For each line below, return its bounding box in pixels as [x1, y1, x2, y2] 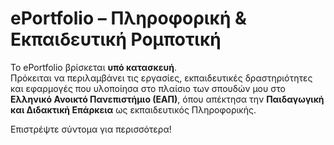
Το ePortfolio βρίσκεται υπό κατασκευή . [10, 61, 177, 73]
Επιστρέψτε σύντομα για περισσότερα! [10, 123, 172, 135]
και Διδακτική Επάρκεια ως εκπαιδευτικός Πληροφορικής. [10, 103, 257, 116]
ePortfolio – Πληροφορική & [10, 7, 247, 30]
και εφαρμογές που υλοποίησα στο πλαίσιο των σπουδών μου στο [10, 82, 286, 94]
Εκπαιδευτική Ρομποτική [10, 28, 222, 51]
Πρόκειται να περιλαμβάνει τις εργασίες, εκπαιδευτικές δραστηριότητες [10, 72, 313, 84]
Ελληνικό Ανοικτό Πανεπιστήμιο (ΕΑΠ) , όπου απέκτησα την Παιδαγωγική [10, 93, 325, 105]
